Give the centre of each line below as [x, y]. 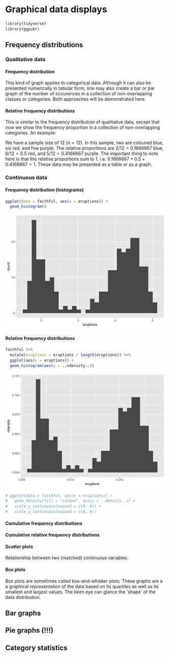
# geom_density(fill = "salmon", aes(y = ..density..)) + [70, 501]
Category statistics [36, 648]
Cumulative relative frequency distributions [52, 535]
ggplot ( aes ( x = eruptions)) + [42, 360]
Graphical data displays [56, 9]
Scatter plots [19, 546]
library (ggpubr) [22, 29]
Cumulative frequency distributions [44, 523]
